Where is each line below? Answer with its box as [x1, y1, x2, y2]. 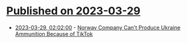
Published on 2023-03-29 [6, 4, 141, 18]
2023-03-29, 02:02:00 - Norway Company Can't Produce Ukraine [15, 24, 180, 31]
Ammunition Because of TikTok [15, 30, 93, 37]
